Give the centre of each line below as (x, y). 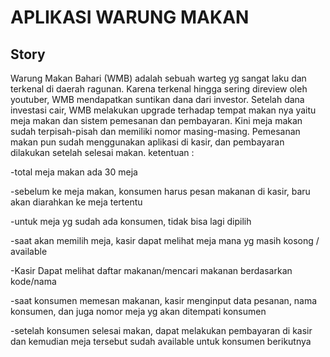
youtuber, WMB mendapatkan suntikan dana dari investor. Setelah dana (157, 99)
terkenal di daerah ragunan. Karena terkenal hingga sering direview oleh (159, 89)
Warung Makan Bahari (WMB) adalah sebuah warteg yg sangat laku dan (158, 78)
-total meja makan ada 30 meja (74, 172)
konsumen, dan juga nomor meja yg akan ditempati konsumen (138, 311)
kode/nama (33, 281)
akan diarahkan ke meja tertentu (76, 202)
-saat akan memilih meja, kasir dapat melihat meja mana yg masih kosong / (165, 240)
